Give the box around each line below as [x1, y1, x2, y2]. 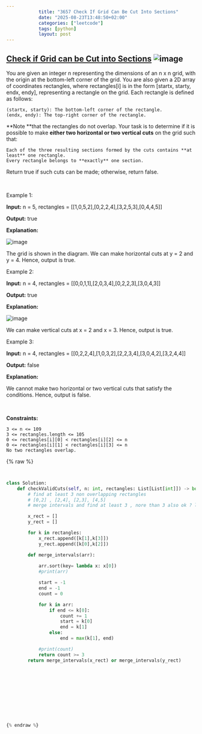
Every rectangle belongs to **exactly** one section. [6, 157, 144, 163]
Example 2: [6, 268, 34, 275]
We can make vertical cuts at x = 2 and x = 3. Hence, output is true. [6, 326, 173, 333]
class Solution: [6, 480, 47, 486]
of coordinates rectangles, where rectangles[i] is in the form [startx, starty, [6, 82, 191, 89]
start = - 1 [38, 580, 66, 586]
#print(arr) [38, 569, 69, 575]
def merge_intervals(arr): [28, 552, 96, 558]
